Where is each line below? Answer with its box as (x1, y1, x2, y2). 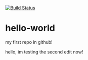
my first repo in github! (5, 39, 53, 45)
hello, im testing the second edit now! (5, 48, 83, 55)
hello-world (5, 23, 56, 34)
